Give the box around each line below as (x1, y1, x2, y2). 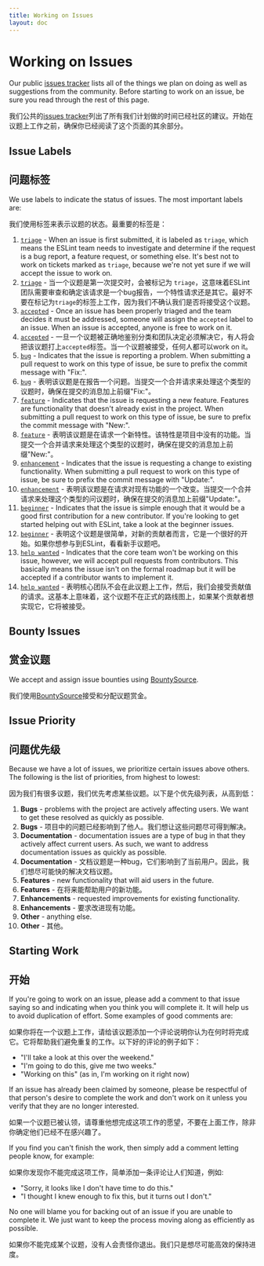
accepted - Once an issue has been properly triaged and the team (20, 306, 232, 315)
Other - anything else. (20, 912, 92, 921)
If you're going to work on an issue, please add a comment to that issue (9, 994, 240, 1004)
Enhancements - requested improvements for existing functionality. (20, 894, 240, 903)
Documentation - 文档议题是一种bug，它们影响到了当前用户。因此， (20, 857, 243, 866)
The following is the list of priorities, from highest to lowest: (9, 773, 201, 782)
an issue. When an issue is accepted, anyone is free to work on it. (20, 323, 233, 332)
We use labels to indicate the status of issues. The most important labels (9, 194, 244, 204)
